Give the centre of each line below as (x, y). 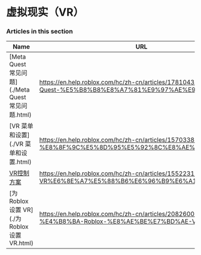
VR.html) (22, 243)
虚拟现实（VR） (45, 12)
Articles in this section (39, 32)
